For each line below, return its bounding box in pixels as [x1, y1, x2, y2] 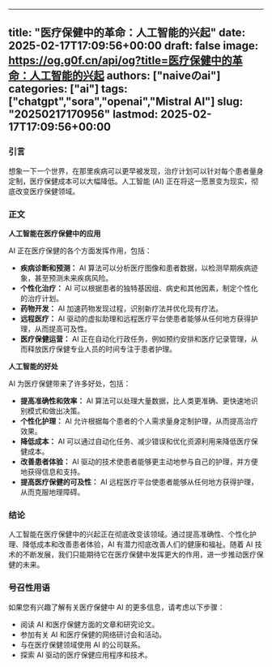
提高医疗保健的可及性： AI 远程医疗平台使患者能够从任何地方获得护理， [19, 476, 259, 487]
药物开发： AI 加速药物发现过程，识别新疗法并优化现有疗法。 [19, 303, 223, 313]
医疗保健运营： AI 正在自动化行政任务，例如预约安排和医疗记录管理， [19, 333, 252, 343]
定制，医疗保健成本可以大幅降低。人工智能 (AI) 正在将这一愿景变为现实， [8, 176, 252, 186]
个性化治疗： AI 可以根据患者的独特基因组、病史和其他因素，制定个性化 [19, 283, 259, 293]
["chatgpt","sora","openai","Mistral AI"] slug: [8, 95, 244, 109]
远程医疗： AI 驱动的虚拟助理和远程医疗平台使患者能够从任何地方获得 [19, 313, 252, 323]
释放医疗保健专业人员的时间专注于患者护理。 [27, 344, 176, 354]
